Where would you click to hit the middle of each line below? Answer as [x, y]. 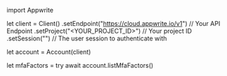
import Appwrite [30, 10]
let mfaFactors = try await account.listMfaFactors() [80, 65]
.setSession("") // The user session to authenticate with [87, 38]
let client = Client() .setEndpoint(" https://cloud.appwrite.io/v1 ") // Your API [113, 23]
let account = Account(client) [49, 52]
